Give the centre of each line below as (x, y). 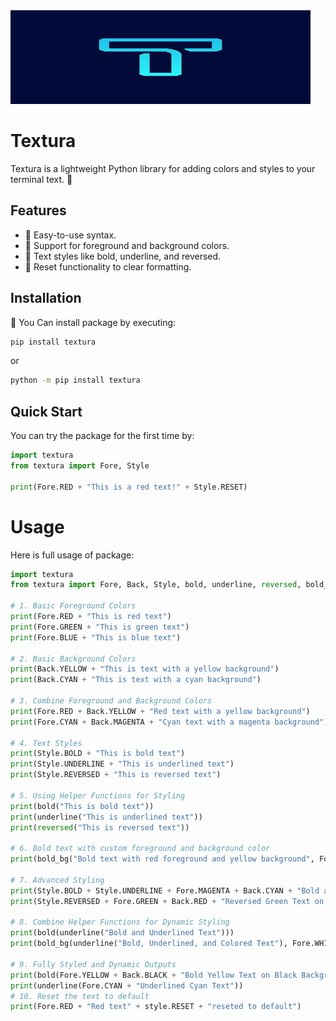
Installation (46, 298)
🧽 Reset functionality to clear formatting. (108, 266)
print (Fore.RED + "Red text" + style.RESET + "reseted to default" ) (156, 1007)
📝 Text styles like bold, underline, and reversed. (123, 256)
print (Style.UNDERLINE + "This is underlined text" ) (122, 764)
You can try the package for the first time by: (102, 436)
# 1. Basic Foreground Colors (73, 606)
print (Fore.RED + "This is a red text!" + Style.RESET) (129, 487)
